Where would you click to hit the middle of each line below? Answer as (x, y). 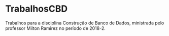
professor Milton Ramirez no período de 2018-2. (55, 28)
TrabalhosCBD (36, 9)
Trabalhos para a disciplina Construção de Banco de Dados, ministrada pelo (85, 23)
